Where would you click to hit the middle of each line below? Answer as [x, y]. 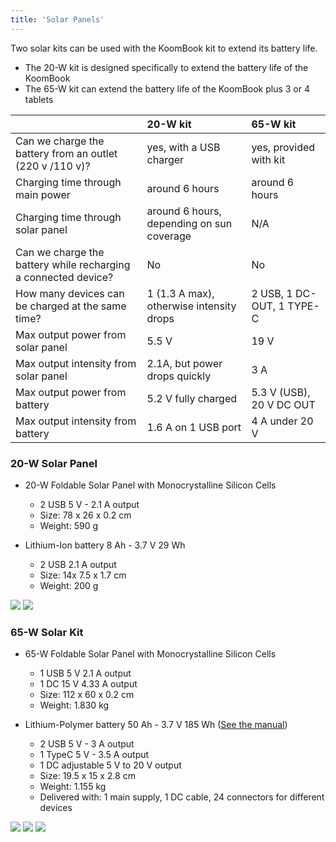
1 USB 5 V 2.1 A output [85, 673]
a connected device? [64, 277]
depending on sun [189, 223]
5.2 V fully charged [192, 398]
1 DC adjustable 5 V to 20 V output [110, 765]
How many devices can [70, 293]
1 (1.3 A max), [180, 293]
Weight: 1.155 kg [73, 787]
